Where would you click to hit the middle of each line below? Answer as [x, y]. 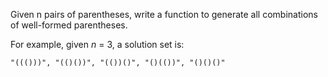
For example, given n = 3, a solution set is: [97, 44]
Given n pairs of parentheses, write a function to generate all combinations [164, 14]
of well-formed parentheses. [69, 25]
